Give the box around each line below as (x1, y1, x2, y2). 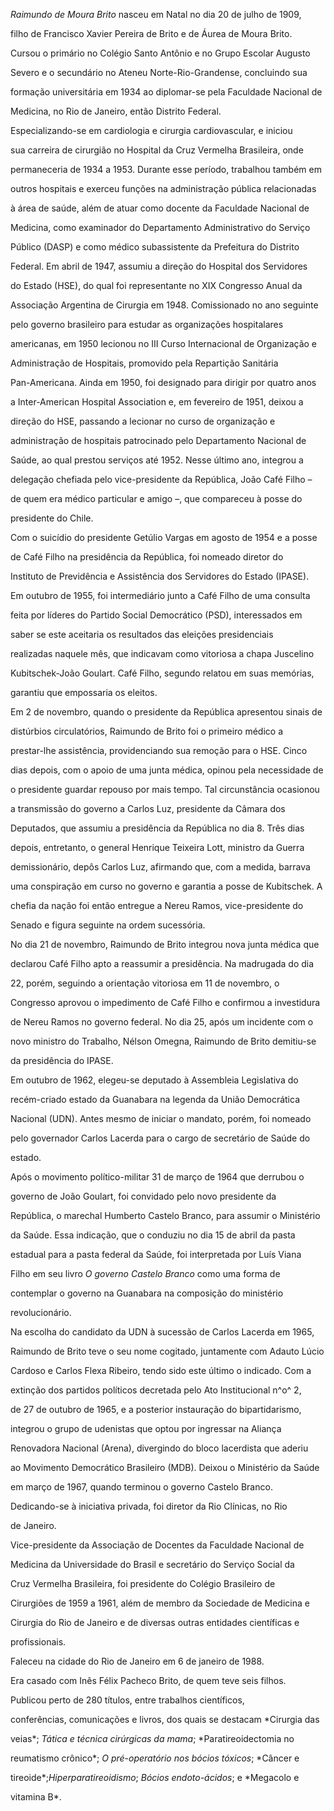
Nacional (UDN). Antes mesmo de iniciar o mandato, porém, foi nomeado (10, 1113, 312, 1124)
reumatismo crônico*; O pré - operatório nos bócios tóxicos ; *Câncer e (10, 1752, 300, 1764)
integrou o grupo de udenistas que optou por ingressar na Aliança (10, 1423, 282, 1434)
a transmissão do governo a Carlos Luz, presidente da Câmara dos (10, 803, 286, 814)
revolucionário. (10, 1307, 72, 1318)
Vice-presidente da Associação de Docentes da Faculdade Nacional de (10, 1539, 305, 1551)
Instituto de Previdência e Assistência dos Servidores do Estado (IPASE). (10, 570, 310, 582)
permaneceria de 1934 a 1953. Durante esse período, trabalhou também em (10, 164, 322, 175)
